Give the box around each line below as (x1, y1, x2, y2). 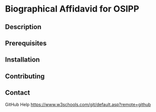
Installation (5, 56, 40, 64)
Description (5, 23, 41, 31)
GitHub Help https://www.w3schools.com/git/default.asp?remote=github (5, 101, 151, 107)
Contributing (5, 72, 45, 80)
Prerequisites (5, 39, 47, 47)
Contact (5, 89, 30, 97)
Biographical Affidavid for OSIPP (5, 3, 139, 15)
